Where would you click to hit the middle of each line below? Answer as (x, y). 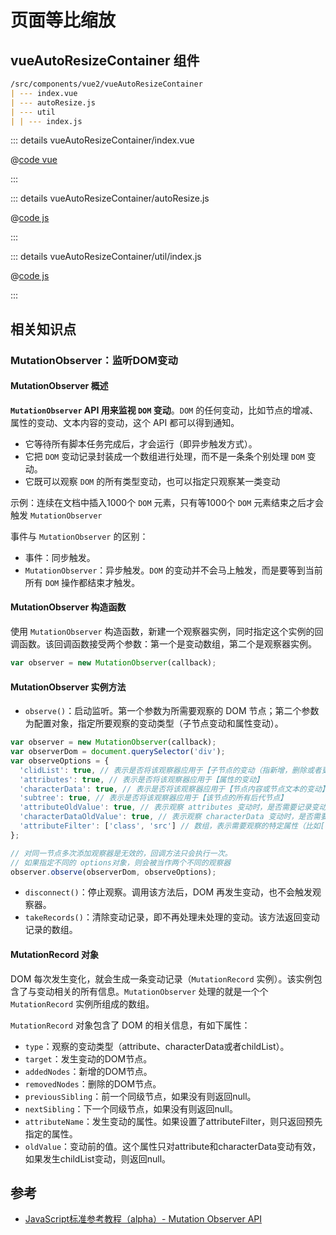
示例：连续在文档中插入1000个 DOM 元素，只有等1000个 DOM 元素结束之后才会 (167, 502)
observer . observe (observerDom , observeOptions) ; (113, 872)
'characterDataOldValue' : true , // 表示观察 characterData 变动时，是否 (166, 817)
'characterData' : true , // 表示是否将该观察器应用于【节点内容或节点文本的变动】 (174, 789)
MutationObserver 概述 (59, 386)
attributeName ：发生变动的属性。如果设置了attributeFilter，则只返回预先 (173, 1121)
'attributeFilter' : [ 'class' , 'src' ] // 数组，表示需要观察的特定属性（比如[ (172, 826)
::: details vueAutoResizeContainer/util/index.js (106, 257)
